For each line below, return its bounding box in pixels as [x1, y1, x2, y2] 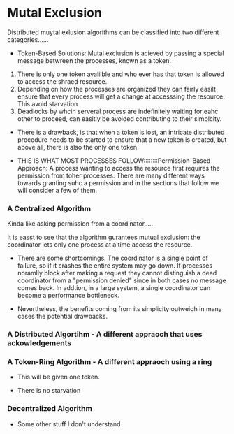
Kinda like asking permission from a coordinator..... [7, 219, 154, 228]
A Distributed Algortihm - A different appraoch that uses [7, 330, 203, 340]
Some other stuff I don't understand [17, 419, 121, 428]
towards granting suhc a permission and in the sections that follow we [17, 178, 219, 187]
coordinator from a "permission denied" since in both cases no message [17, 276, 226, 284]
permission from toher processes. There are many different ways [17, 171, 205, 180]
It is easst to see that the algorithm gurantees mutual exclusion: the [7, 233, 200, 242]
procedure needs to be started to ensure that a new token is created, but [17, 135, 227, 144]
